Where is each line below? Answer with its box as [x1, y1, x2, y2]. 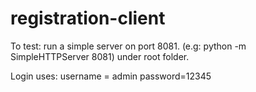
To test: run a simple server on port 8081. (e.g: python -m [10, 40, 247, 52]
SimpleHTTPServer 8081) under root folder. [10, 50, 190, 62]
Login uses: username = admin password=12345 [10, 70, 212, 82]
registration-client [10, 7, 166, 30]
